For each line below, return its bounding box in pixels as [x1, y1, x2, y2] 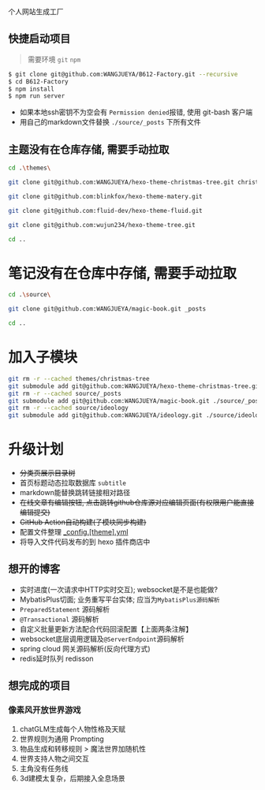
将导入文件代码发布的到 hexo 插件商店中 [19, 537, 151, 546]
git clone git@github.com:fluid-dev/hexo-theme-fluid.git [8, 207, 203, 214]
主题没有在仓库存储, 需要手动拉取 [8, 143, 170, 156]
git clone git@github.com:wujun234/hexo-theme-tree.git [8, 221, 196, 229]
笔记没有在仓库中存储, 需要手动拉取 [8, 264, 237, 282]
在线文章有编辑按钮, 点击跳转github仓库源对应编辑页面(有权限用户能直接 [19, 497, 255, 507]
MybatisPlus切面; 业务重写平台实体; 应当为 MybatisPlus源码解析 [19, 594, 221, 604]
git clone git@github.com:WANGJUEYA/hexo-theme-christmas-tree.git [8, 178, 235, 186]
